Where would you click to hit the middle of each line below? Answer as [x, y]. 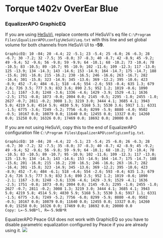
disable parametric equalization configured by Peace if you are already [77, 225]
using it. [13, 231]
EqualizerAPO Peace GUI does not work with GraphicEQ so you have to [77, 219]
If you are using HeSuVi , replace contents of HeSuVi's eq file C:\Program [78, 34]
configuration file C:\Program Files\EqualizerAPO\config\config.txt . [75, 132]
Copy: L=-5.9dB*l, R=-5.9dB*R [36, 211]
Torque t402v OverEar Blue [62, 9]
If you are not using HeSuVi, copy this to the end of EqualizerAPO [71, 128]
